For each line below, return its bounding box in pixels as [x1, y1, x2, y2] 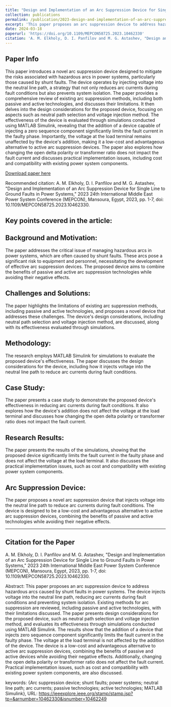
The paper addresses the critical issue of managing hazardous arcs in [5, 247, 152, 253]
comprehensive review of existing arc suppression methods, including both [5, 95, 163, 101]
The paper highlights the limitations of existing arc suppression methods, [5, 303, 158, 309]
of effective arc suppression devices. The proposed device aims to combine [5, 263, 165, 269]
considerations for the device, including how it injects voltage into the [5, 363, 151, 369]
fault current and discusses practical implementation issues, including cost [5, 155, 162, 161]
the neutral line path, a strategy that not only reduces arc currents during [5, 85, 158, 91]
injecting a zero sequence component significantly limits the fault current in [5, 128, 164, 134]
